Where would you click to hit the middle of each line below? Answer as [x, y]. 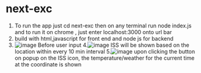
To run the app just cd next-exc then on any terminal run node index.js [103, 26]
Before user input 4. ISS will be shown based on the [114, 45]
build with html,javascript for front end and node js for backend [94, 38]
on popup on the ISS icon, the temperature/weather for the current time [104, 58]
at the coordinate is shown [48, 64]
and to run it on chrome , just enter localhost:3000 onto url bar [93, 32]
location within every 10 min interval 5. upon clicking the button [105, 51]
